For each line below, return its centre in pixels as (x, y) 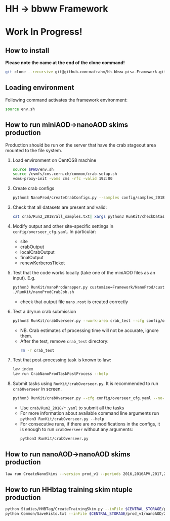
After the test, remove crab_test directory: (64, 341)
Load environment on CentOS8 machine (54, 160)
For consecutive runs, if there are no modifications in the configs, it (90, 424)
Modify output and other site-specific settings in (63, 226)
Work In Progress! (44, 32)
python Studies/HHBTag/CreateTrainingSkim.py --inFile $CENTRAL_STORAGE (83, 509)
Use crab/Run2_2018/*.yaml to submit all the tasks (72, 408)
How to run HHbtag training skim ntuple (69, 490)
